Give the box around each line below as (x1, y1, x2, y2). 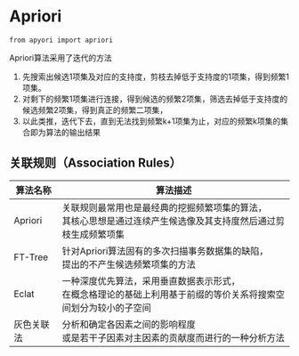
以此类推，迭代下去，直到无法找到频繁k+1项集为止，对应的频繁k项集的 (21, 116, 281, 126)
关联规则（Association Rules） (9, 156, 182, 171)
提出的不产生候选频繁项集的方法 (61, 258, 196, 271)
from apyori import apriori (9, 36, 114, 44)
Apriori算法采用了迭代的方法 (9, 52, 113, 63)
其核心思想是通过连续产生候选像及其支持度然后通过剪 (61, 214, 285, 227)
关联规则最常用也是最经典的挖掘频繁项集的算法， (61, 201, 267, 214)
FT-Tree (13, 251, 49, 263)
